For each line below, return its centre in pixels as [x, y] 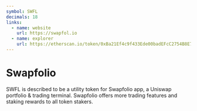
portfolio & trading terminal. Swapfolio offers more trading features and [92, 95]
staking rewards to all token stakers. [50, 101]
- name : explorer [33, 39]
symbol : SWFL [22, 11]
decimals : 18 [22, 17]
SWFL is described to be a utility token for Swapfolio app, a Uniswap [89, 89]
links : [14, 22]
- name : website [31, 28]
